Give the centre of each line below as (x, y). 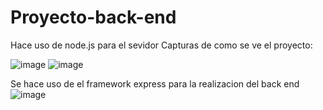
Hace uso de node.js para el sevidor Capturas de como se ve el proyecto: (161, 45)
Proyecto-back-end (93, 17)
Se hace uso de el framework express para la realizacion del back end (155, 83)
